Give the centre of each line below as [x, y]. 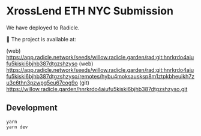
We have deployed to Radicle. [43, 28]
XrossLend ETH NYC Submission [90, 11]
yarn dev [17, 127]
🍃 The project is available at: [41, 39]
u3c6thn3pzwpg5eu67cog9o [42, 83]
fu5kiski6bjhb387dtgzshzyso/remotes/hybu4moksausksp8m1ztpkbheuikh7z [100, 76]
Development [32, 108]
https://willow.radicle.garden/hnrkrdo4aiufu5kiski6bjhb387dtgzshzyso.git [97, 89]
